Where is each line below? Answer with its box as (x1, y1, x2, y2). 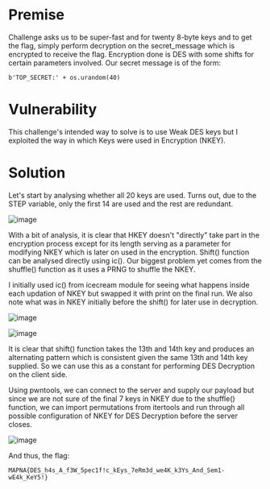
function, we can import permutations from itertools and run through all (8, 402, 245, 412)
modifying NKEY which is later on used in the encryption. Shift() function (8, 247, 250, 257)
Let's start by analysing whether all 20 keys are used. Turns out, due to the (8, 190, 257, 200)
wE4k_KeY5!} (8, 473, 48, 481)
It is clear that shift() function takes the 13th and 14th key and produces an (8, 344, 255, 354)
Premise (8, 6, 65, 24)
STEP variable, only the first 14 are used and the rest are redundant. (8, 199, 234, 209)
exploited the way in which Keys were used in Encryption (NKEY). (8, 135, 226, 145)
